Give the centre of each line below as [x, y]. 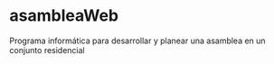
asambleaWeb [64, 16]
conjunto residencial [47, 50]
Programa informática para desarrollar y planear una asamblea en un [137, 41]
